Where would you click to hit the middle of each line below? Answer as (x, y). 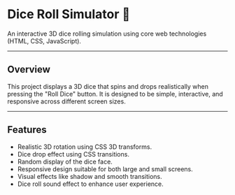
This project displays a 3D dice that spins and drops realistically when (108, 86)
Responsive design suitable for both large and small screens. (105, 169)
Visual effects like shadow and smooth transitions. (90, 176)
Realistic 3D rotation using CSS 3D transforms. (85, 147)
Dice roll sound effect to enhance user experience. (91, 184)
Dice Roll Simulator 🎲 (69, 14)
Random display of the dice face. (65, 161)
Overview (29, 70)
